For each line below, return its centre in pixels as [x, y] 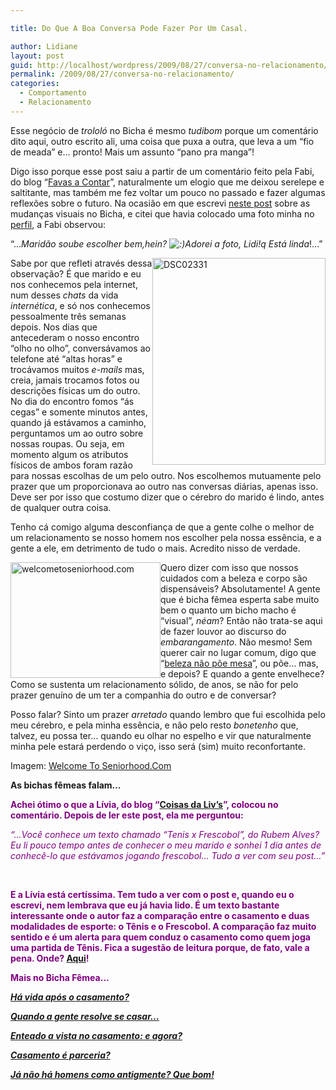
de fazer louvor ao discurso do [223, 631]
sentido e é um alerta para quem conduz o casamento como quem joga [160, 937]
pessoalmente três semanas [68, 316]
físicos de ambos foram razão [71, 465]
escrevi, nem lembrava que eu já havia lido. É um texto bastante [145, 905]
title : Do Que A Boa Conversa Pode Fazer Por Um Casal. [129, 28]
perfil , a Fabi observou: [58, 224]
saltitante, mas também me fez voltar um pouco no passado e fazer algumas [168, 192]
